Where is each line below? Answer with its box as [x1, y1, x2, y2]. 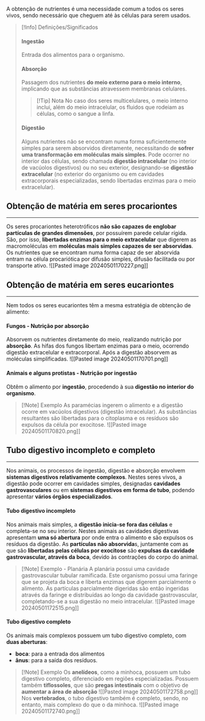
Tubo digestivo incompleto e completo [6, 445, 156, 455]
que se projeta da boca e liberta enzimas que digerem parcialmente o [21, 578, 196, 585]
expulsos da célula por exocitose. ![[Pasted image [21, 420, 147, 428]
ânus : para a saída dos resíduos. [15, 656, 98, 663]
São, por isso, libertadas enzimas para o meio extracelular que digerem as [6, 236, 196, 244]
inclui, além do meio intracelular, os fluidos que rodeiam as [36, 103, 184, 111]
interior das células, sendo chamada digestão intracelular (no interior [21, 157, 197, 165]
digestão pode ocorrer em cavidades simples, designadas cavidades [6, 480, 181, 487]
